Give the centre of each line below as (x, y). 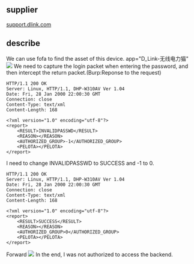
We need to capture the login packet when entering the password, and (101, 66)
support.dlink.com (29, 24)
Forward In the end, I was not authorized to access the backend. (89, 254)
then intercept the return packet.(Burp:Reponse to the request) (84, 72)
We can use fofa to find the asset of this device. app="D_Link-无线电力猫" (98, 58)
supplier (22, 10)
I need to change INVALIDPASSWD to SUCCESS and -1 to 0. (80, 163)
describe (23, 44)
